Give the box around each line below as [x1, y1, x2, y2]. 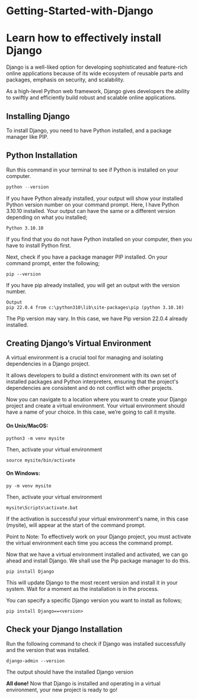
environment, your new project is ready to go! [6, 686, 117, 693]
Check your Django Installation [6, 624, 123, 634]
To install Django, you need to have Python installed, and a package [6, 126, 172, 134]
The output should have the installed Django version [6, 668, 133, 675]
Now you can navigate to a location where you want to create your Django [6, 396, 187, 403]
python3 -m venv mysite [6, 435, 65, 441]
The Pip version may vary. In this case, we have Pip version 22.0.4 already [6, 314, 188, 322]
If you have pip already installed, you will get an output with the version [6, 281, 180, 288]
